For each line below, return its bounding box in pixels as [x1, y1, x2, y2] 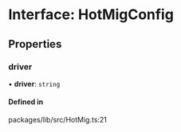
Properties [8, 37, 62, 51]
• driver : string [8, 79, 61, 88]
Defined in [8, 97, 44, 107]
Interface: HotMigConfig [8, 6, 174, 24]
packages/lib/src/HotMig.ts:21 [8, 115, 108, 125]
